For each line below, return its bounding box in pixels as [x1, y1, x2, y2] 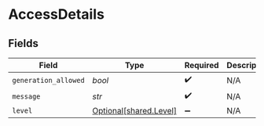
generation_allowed [12, 76, 85, 85]
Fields [8, 37, 39, 50]
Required [184, 60, 219, 70]
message [12, 92, 41, 101]
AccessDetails [8, 5, 104, 23]
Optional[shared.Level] [92, 106, 177, 116]
